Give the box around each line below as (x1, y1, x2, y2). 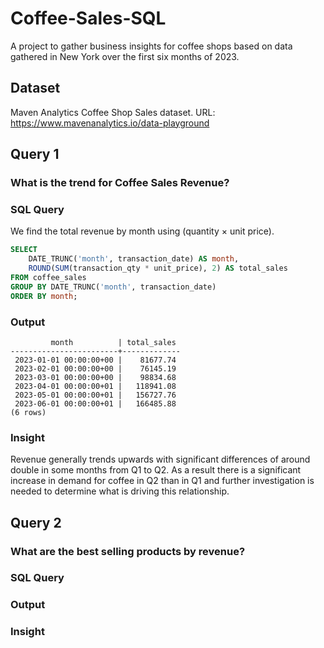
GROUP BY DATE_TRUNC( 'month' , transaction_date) (10, 282, 217, 292)
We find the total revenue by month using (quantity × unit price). (10, 225, 275, 237)
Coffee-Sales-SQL (10, 7, 167, 30)
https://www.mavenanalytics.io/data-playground (10, 117, 210, 129)
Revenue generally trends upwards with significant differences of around (10, 453, 311, 466)
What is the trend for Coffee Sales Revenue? (10, 176, 230, 190)
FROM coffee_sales (10, 272, 87, 282)
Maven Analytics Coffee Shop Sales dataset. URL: (10, 106, 216, 118)
